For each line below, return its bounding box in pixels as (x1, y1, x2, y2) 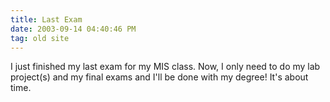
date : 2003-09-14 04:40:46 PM (10, 24, 137, 34)
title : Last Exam (10, 14, 83, 25)
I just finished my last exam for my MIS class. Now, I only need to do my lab (10, 61, 321, 73)
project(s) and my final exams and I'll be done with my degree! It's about (10, 71, 309, 83)
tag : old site (10, 33, 70, 43)
